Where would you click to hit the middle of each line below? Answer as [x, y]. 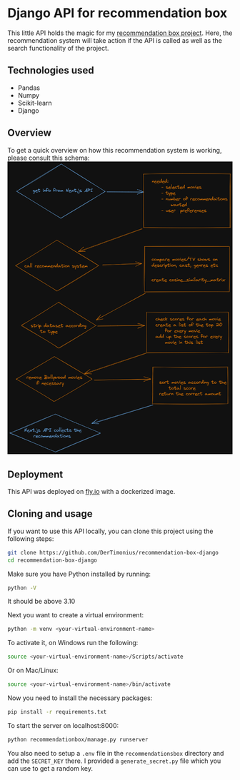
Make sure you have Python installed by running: [79, 574]
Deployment [35, 474]
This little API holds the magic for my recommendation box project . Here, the [120, 33]
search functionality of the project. [58, 48]
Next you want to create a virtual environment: [76, 615]
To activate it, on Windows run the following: [73, 643]
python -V [22, 588]
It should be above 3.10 [41, 602]
